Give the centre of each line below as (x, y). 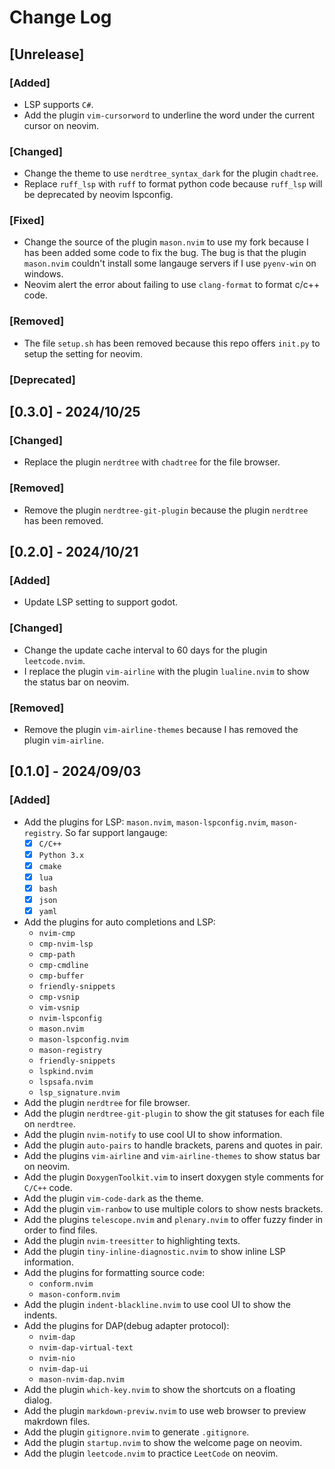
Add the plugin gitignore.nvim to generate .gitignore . (136, 1432)
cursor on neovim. (61, 125)
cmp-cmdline (63, 966)
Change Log (60, 17)
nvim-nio (57, 1359)
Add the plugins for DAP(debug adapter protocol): (126, 1326)
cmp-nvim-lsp (66, 944)
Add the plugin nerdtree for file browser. (107, 1103)
